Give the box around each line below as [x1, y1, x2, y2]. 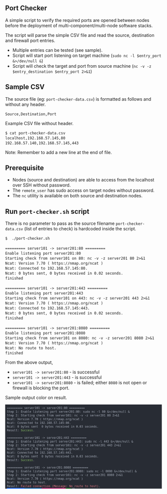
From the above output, [5, 359, 53, 365]
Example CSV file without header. [5, 120, 74, 126]
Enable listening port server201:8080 [5, 331, 85, 336]
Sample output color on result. [5, 395, 67, 401]
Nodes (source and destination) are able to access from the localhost [12, 177, 155, 183]
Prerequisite [5, 164, 44, 172]
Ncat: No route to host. [5, 346, 57, 351]
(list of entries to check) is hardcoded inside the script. [24, 226, 137, 232]
